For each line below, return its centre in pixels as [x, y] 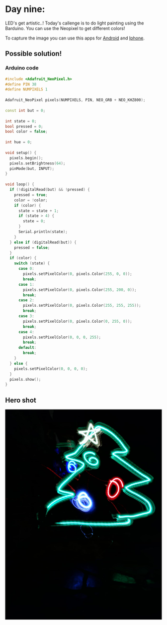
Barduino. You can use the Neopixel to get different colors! [65, 28]
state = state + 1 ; [38, 211]
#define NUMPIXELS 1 [27, 89]
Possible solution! [34, 54]
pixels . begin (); [26, 158]
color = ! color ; [31, 200]
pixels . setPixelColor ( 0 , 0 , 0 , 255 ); [62, 337]
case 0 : [26, 269]
